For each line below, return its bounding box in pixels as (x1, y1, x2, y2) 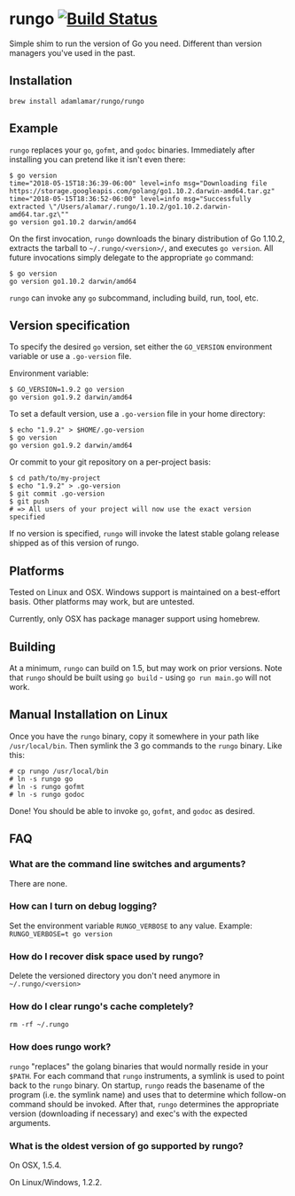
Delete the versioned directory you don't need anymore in (9, 971, 221, 981)
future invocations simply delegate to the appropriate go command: (9, 252, 254, 262)
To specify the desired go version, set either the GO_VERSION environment (9, 341, 273, 352)
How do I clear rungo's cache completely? (9, 1000, 194, 1012)
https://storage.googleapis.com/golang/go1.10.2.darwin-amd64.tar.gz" (9, 186, 276, 195)
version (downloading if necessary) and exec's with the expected (9, 1108, 248, 1119)
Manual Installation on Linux (9, 707, 168, 723)
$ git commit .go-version (9, 489, 105, 498)
